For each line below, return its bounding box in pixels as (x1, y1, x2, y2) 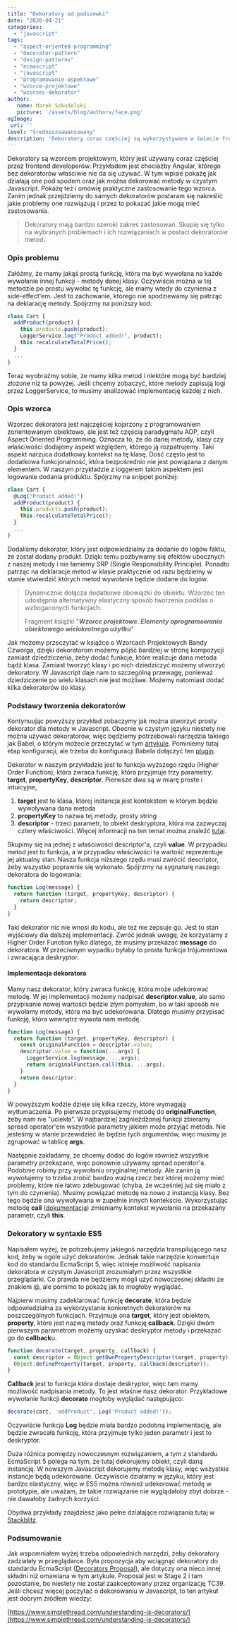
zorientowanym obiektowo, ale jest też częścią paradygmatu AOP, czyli (7, 428, 214, 436)
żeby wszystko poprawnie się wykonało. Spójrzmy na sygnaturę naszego (7, 863, 220, 871)
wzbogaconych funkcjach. (24, 603, 102, 612)
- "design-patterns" (13, 56, 74, 63)
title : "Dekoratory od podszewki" (7, 10, 109, 18)
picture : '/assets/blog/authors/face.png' (16, 109, 143, 116)
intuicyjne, (7, 783, 37, 792)
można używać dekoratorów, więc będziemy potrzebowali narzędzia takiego (7, 732, 230, 741)
